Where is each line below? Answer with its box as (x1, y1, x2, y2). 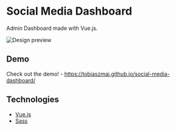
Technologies (6, 95, 60, 105)
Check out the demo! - (6, 70, 63, 78)
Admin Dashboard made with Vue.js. (6, 24, 98, 32)
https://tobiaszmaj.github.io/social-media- (64, 70, 171, 78)
